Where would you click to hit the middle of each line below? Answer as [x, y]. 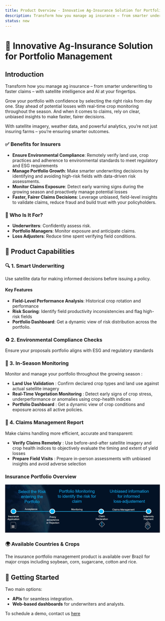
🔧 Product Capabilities [40, 252]
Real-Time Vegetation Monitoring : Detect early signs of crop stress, [82, 394]
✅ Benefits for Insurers [33, 144]
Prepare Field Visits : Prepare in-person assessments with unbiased [81, 458]
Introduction [25, 74]
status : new [17, 21]
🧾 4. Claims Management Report [44, 422]
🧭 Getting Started [32, 577]
